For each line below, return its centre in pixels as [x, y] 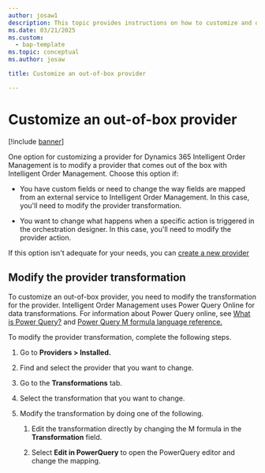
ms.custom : [26, 37]
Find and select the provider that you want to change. [106, 367]
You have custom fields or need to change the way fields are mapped [132, 188]
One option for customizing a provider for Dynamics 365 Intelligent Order [127, 156]
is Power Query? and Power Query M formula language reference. [116, 322]
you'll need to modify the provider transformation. [101, 205]
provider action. [45, 237]
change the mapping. [66, 460]
